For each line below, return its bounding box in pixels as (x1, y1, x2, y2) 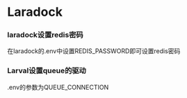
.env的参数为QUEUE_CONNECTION (7, 83, 109, 91)
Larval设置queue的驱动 (7, 66, 87, 76)
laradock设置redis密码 (7, 30, 83, 40)
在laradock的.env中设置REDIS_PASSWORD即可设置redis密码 (7, 47, 181, 55)
